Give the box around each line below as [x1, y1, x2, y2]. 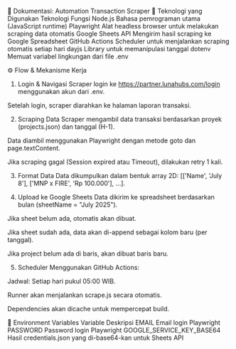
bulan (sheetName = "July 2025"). [17, 200, 118, 209]
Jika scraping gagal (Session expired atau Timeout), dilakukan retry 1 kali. [7, 157, 223, 166]
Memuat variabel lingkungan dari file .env [7, 52, 129, 61]
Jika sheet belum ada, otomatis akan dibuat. [7, 214, 136, 222]
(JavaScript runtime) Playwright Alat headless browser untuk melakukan [7, 22, 219, 30]
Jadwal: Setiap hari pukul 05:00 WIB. [7, 277, 116, 285]
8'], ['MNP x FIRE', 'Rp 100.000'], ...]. [17, 179, 126, 187]
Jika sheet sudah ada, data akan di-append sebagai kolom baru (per [7, 228, 208, 236]
